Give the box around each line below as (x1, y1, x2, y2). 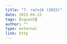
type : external (5, 26, 38, 31)
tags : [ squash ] (5, 17, 38, 22)
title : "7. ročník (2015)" (5, 7, 62, 13)
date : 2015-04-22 (5, 12, 42, 17)
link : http (5, 31, 28, 36)
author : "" (5, 21, 28, 27)
